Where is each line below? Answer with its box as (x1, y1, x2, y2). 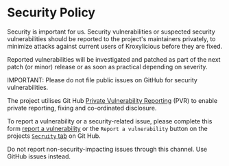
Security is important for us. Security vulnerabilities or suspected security (7, 27, 216, 36)
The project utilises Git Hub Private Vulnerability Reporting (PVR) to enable (7, 96, 218, 104)
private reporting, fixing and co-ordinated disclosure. (7, 104, 157, 112)
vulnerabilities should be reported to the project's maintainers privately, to (7, 34, 216, 43)
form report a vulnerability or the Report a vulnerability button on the (7, 124, 208, 132)
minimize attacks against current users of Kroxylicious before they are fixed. (7, 42, 223, 50)
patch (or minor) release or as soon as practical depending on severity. (7, 62, 208, 71)
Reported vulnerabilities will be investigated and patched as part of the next (7, 55, 221, 63)
